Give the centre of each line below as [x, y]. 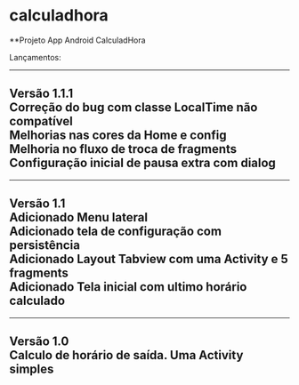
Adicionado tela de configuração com [116, 232]
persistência [44, 245]
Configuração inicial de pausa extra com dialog [142, 163]
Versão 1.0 [39, 341]
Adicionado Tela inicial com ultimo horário [128, 287]
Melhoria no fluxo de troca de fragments [123, 149]
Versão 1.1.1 [41, 94]
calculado [37, 301]
